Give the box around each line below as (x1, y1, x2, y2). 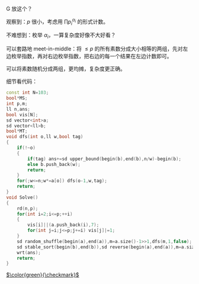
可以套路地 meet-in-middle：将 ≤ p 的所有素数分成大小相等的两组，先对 (6, 45, 183, 52)
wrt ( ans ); (17, 250, 41, 256)
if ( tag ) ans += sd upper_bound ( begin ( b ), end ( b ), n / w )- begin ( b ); (27, 156, 182, 162)
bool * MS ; (6, 95, 28, 101)
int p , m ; (6, 101, 28, 107)
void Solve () (6, 194, 38, 200)
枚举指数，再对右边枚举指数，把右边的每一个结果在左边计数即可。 (11, 53, 172, 60)
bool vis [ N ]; (6, 111, 38, 117)
